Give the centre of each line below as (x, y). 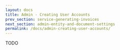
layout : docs (19, 10)
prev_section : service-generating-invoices (52, 19)
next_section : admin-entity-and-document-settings (60, 24)
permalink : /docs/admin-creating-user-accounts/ (58, 29)
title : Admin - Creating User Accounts (48, 15)
